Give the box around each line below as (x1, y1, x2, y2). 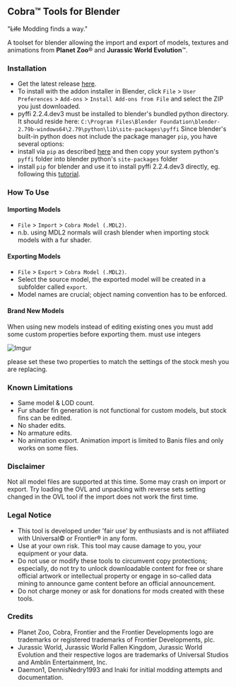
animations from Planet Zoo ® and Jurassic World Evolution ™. (7, 45, 188, 54)
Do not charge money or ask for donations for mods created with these (17, 586, 225, 595)
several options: (17, 140, 65, 148)
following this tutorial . (17, 170, 81, 178)
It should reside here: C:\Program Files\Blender (17, 117, 158, 126)
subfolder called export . (17, 283, 88, 291)
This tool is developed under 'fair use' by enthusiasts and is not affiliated (17, 526, 230, 535)
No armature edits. (17, 428, 73, 437)
